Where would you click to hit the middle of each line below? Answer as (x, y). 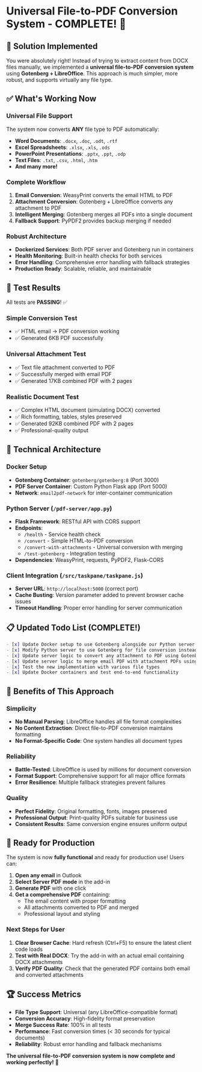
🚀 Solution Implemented (52, 46)
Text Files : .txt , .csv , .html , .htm (56, 160)
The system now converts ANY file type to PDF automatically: (83, 129)
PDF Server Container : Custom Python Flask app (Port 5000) (91, 486)
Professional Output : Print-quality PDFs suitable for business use (96, 818)
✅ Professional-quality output (52, 430)
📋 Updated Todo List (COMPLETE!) (73, 627)
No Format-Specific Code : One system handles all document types (99, 741)
